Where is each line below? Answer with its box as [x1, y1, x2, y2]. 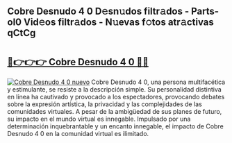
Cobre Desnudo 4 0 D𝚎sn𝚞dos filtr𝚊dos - [7, 6, 190, 17]
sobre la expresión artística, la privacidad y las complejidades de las [7, 100, 203, 108]
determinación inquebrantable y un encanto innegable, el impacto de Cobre [7, 122, 224, 131]
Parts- [190, 6, 219, 17]
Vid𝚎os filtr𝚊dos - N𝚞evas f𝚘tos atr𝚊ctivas [23, 17, 214, 28]
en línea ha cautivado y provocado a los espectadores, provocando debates [7, 93, 225, 101]
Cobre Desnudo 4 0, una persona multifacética [91, 78, 226, 86]
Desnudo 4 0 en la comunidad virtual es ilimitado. [7, 130, 149, 137]
